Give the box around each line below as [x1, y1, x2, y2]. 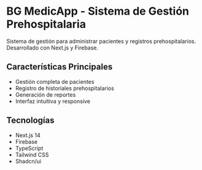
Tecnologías [6, 115, 55, 126]
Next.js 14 [15, 131, 41, 139]
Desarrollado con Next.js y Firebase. [6, 44, 99, 51]
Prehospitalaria [6, 17, 86, 31]
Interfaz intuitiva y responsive [15, 97, 91, 105]
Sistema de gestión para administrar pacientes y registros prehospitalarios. [6, 37, 196, 45]
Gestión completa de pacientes [15, 78, 95, 85]
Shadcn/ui [15, 157, 42, 164]
